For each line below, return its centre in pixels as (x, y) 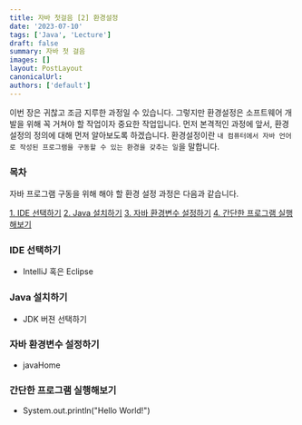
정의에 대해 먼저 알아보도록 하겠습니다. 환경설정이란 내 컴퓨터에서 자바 (154, 135)
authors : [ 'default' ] (50, 85)
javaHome (41, 365)
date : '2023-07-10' (46, 26)
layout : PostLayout (46, 69)
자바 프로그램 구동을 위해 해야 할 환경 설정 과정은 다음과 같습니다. (124, 193)
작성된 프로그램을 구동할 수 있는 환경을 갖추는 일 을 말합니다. (120, 146)
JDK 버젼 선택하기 (55, 319)
